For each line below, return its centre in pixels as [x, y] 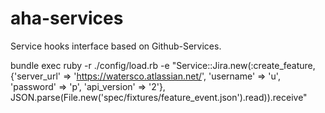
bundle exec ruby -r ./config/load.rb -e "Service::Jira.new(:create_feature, [163, 65]
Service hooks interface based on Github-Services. [116, 46]
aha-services [67, 18]
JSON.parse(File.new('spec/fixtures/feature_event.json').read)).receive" [159, 97]
